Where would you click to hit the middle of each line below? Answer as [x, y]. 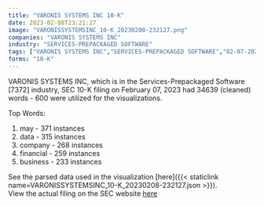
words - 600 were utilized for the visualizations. [85, 98]
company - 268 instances [61, 145]
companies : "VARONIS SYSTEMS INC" [65, 37]
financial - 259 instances [60, 153]
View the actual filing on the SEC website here [83, 193]
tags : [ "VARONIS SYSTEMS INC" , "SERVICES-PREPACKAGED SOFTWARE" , [115, 52]
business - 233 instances [60, 161]
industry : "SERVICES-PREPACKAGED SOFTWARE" [81, 45]
